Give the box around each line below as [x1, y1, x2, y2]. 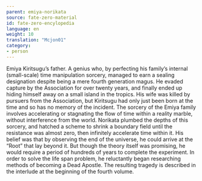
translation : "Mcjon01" [6, 37, 67, 43]
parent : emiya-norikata [6, 8, 67, 15]
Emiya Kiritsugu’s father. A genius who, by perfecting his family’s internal [6, 65, 188, 72]
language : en [6, 25, 39, 32]
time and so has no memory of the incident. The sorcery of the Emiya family [6, 104, 196, 111]
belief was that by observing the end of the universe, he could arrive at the [6, 136, 193, 143]
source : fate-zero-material [6, 15, 78, 21]
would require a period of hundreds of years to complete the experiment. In [6, 148, 195, 156]
